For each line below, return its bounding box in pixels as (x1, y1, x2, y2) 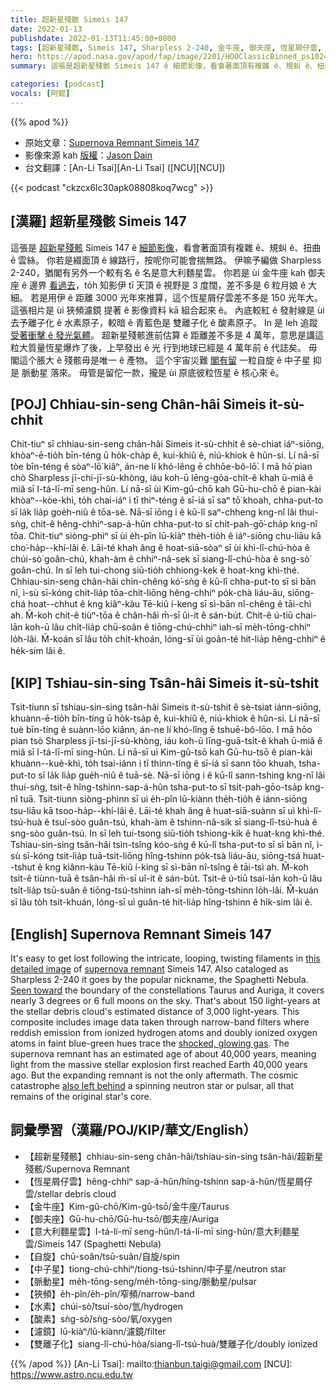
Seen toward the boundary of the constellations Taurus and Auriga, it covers (10, 984, 325, 996)
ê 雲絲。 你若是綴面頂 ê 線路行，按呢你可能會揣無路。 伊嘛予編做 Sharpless (10, 254, 322, 266)
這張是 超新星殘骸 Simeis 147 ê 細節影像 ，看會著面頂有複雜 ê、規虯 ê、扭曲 (10, 241, 322, 253)
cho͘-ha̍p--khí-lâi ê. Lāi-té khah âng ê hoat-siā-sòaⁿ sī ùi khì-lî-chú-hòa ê (10, 542, 311, 554)
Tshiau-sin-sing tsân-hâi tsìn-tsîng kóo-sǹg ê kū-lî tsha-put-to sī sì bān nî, (10, 839, 315, 851)
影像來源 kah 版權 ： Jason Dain (24, 149, 153, 161)
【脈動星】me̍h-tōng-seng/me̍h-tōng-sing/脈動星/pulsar (24, 1275, 257, 1287)
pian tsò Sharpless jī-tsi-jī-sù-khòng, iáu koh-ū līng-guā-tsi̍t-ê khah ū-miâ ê (10, 735, 323, 747)
